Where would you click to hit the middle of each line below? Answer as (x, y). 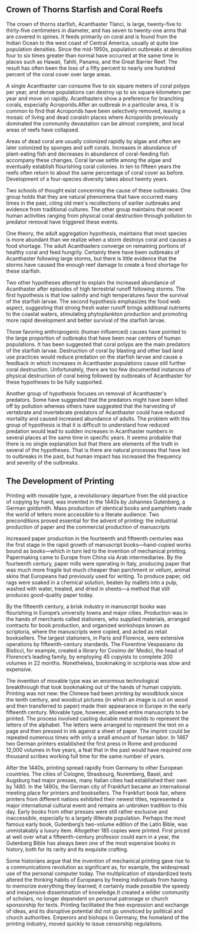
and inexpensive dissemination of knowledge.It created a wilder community (98, 892)
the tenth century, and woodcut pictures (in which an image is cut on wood (97, 699)
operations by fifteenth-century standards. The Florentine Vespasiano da (95, 644)
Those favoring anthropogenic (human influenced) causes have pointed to (96, 331)
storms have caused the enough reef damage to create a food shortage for (97, 264)
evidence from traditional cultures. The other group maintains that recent (95, 209)
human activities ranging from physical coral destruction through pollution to (99, 215)
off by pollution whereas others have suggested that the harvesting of (91, 406)
